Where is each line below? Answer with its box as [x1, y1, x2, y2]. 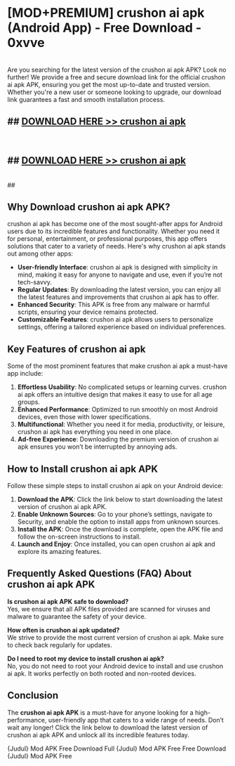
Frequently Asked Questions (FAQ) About [7, 567, 192, 580]
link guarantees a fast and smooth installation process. [7, 95, 166, 103]
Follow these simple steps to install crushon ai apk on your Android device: [7, 482, 223, 489]
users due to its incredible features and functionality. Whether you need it [7, 227, 220, 236]
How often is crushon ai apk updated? [7, 626, 120, 634]
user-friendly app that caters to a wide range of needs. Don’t [48, 715, 224, 724]
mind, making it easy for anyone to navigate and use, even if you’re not [17, 270, 223, 279]
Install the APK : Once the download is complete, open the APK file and [17, 525, 223, 533]
